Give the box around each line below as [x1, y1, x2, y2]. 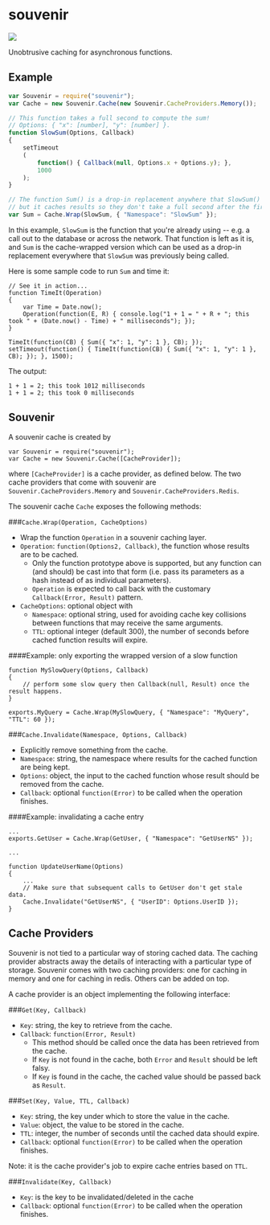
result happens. [8, 687, 63, 695]
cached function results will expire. [31, 635, 149, 645]
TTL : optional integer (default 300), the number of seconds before [31, 626, 249, 636]
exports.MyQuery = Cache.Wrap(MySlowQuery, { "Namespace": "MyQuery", [8, 708, 250, 716]
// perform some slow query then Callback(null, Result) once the [22, 680, 250, 688]
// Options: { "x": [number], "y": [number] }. [8, 121, 171, 129]
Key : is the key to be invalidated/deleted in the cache [19, 1192, 194, 1202]
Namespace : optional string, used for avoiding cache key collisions [31, 609, 247, 619]
